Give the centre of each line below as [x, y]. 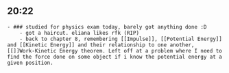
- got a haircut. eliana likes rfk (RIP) [79, 33]
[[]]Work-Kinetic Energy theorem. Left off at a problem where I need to [115, 50]
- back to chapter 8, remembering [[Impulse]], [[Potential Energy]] [121, 39]
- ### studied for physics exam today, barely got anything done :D [107, 27]
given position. [30, 63]
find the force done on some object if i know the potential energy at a [115, 57]
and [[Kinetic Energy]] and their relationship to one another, [101, 45]
